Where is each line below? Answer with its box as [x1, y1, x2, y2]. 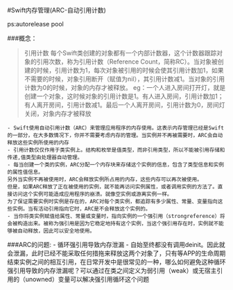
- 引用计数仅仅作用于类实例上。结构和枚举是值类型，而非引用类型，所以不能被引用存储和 [7, 147, 225, 154]
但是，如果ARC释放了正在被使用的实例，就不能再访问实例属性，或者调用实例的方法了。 [7, 183, 218, 190]
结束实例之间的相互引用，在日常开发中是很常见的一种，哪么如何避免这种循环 [7, 258, 226, 266]
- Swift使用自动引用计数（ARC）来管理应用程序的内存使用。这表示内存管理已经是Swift [7, 125, 224, 132]
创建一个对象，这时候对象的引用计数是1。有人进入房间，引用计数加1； [24, 92, 224, 100]
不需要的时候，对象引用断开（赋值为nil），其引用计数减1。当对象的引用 [24, 75, 225, 83]
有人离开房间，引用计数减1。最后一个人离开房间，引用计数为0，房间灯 [24, 101, 225, 109]
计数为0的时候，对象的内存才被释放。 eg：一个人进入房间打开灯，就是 [24, 84, 226, 91]
